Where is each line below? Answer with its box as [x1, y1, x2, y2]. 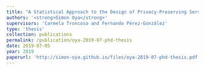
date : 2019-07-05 [6, 43, 51, 49]
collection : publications [6, 32, 72, 38]
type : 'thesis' [6, 26, 45, 32]
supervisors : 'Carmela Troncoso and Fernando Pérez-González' [6, 20, 168, 26]
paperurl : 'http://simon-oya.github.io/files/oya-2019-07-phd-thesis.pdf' [6, 54, 201, 60]
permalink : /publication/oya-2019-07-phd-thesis [6, 37, 132, 43]
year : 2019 [6, 49, 34, 55]
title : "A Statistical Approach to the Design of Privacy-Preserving [6, 9, 187, 15]
